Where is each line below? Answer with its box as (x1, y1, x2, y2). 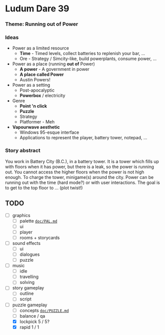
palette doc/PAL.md (19, 218, 58, 223)
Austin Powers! (19, 77, 51, 83)
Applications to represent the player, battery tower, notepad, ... (19, 135, 147, 141)
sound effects (12, 240, 41, 246)
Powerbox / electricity (19, 93, 66, 99)
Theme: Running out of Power (5, 21, 78, 28)
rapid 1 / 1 (19, 324, 40, 330)
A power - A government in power (19, 66, 90, 72)
